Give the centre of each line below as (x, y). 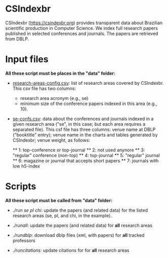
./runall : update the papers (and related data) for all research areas (82, 225)
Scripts (21, 187)
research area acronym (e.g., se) (54, 98)
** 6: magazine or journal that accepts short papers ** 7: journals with (86, 161)
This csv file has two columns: (44, 88)
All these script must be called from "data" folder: (59, 200)
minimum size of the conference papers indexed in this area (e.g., (89, 104)
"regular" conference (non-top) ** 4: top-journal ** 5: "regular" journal (86, 155)
